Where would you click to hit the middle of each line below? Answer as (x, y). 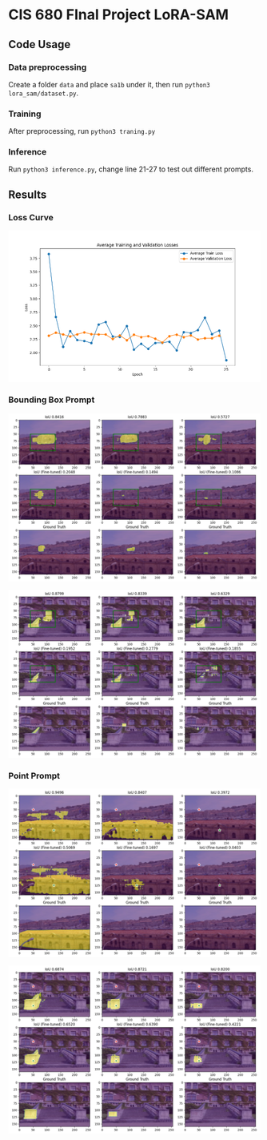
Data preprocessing (48, 67)
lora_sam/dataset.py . (44, 93)
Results (28, 194)
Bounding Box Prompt (52, 400)
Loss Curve (31, 217)
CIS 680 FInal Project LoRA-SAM (119, 15)
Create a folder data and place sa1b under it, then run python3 (109, 84)
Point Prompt (34, 776)
